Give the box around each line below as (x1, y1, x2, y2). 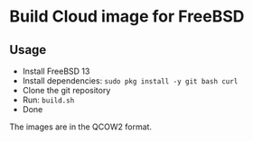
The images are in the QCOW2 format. (9, 121, 152, 132)
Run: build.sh (22, 94, 75, 105)
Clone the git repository (22, 85, 111, 95)
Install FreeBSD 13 (22, 66, 90, 76)
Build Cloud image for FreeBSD (9, 6, 245, 27)
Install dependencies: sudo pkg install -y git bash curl (22, 75, 239, 86)
